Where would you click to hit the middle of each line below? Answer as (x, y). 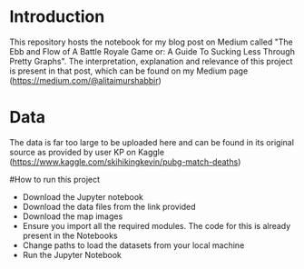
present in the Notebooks (70, 235)
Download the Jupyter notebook (83, 196)
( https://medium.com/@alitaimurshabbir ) (85, 80)
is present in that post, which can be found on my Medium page (129, 71)
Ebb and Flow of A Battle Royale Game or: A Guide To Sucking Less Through (152, 51)
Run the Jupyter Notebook (72, 254)
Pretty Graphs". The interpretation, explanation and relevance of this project (151, 61)
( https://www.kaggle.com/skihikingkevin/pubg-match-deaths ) (125, 162)
